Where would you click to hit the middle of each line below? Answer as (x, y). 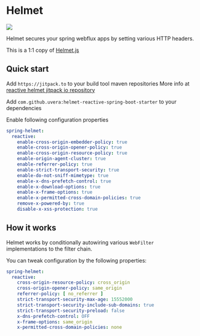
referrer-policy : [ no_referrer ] (60, 294)
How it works (31, 228)
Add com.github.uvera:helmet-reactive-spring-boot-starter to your (92, 101)
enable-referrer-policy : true (55, 164)
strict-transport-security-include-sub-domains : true (86, 305)
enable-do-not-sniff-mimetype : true (63, 175)
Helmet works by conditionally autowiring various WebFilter (80, 242)
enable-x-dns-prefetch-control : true (64, 181)
